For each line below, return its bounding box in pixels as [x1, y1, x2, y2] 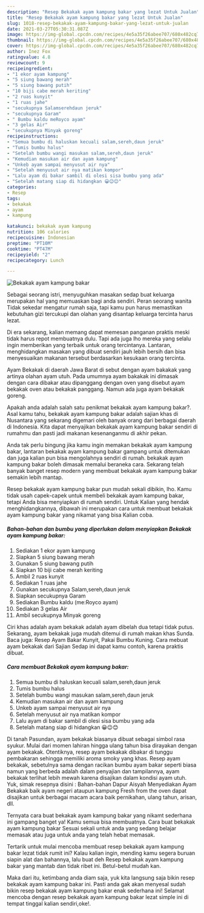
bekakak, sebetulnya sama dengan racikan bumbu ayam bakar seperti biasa [7, 761, 197, 769]
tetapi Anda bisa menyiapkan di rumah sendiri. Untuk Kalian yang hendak [7, 498, 189, 506]
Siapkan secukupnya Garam [15, 592, 87, 599]
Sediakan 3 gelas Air [15, 605, 67, 613]
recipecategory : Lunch [7, 257, 64, 263]
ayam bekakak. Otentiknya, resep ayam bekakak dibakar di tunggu [7, 748, 173, 756]
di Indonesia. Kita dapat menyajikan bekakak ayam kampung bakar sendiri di [7, 423, 198, 430]
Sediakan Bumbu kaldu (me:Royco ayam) [15, 599, 119, 606]
